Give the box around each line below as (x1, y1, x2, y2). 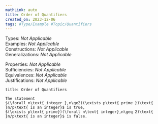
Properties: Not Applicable (5, 61, 61, 67)
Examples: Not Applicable (5, 41, 59, 47)
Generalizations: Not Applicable (5, 52, 72, 58)
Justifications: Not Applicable (5, 77, 67, 84)
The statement (5, 96, 36, 101)
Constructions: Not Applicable (5, 46, 69, 52)
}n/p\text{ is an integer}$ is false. (5, 114, 87, 119)
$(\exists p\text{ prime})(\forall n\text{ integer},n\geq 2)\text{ (5, 109, 153, 114)
